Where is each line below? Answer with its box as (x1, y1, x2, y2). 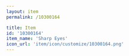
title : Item (6, 25, 36, 31)
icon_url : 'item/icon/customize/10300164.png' (6, 41, 124, 47)
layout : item (6, 8, 39, 15)
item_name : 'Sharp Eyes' (6, 36, 68, 42)
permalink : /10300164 (6, 14, 60, 20)
